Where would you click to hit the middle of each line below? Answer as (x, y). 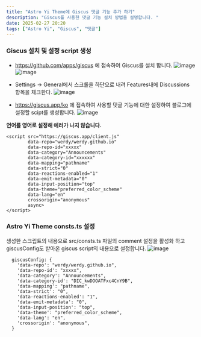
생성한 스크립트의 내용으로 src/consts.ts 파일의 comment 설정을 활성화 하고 (96, 241)
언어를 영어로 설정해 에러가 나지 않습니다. (54, 125)
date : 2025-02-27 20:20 (36, 23)
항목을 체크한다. (33, 92)
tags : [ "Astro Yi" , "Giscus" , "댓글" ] (54, 29)
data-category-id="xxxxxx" (62, 157)
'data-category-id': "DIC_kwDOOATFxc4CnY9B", (75, 281)
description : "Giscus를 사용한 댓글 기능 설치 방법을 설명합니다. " (82, 17)
